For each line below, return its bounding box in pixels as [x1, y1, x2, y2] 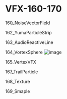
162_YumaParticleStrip [5, 29, 52, 35]
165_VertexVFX [5, 59, 36, 65]
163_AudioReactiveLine [5, 39, 54, 45]
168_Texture [5, 78, 30, 84]
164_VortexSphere [5, 49, 43, 55]
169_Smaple [5, 88, 30, 94]
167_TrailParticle [5, 69, 38, 75]
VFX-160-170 [5, 3, 62, 15]
